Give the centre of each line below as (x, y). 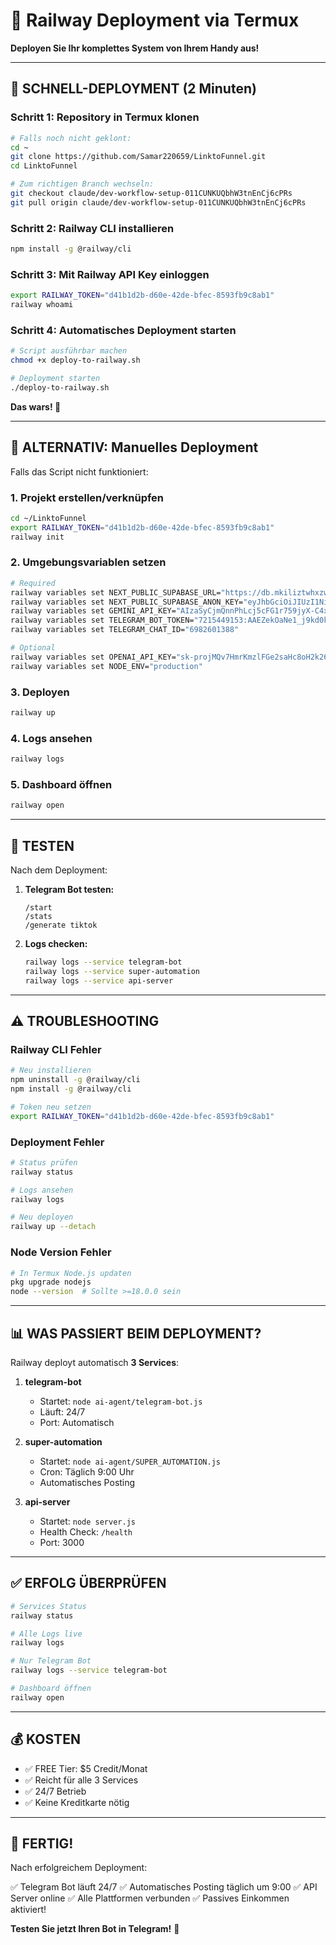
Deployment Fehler (57, 1142)
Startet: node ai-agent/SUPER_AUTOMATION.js (130, 1461)
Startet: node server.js (87, 1521)
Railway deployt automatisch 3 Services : (95, 1362)
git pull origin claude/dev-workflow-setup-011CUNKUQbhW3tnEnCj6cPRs (158, 202)
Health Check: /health (86, 1531)
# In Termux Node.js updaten (71, 1273)
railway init (37, 537)
